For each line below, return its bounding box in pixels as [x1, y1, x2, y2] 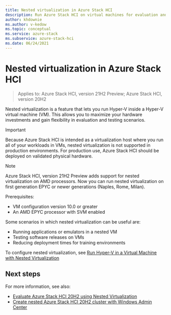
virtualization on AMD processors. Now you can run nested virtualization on [5, 178, 164, 184]
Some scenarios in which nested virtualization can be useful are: [5, 218, 141, 225]
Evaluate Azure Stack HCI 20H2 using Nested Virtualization [12, 293, 137, 299]
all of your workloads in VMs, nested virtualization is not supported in [5, 142, 151, 148]
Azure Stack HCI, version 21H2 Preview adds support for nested [5, 172, 140, 179]
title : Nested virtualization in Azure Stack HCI [5, 7, 113, 13]
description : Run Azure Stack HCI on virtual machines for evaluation [5, 12, 158, 17]
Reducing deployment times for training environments [12, 239, 126, 245]
